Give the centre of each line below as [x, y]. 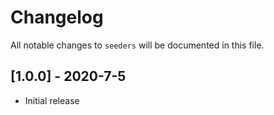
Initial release [52, 100]
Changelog [57, 17]
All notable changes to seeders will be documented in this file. [137, 45]
